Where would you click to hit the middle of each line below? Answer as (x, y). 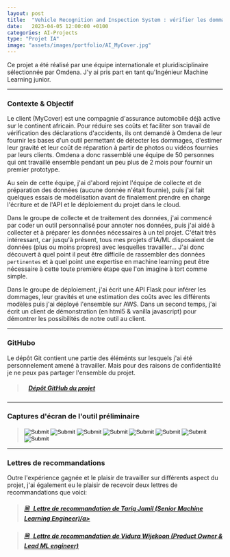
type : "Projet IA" (33, 39)
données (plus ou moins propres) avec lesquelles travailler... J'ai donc (106, 247)
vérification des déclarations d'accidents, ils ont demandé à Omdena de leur (115, 133)
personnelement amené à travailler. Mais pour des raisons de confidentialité (114, 365)
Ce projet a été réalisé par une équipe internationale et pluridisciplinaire (108, 65)
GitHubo (21, 343)
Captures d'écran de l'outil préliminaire (74, 416)
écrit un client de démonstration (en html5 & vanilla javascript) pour (102, 311)
